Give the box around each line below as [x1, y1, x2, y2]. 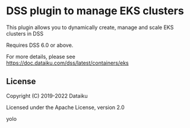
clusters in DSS [6, 30, 43, 37]
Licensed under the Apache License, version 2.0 [6, 104, 125, 111]
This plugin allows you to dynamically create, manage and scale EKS [6, 24, 174, 31]
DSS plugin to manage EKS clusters [6, 4, 184, 18]
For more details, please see [6, 53, 75, 60]
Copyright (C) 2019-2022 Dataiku [6, 92, 88, 99]
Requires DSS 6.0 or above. [6, 41, 74, 49]
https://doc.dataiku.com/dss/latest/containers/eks [6, 59, 129, 66]
